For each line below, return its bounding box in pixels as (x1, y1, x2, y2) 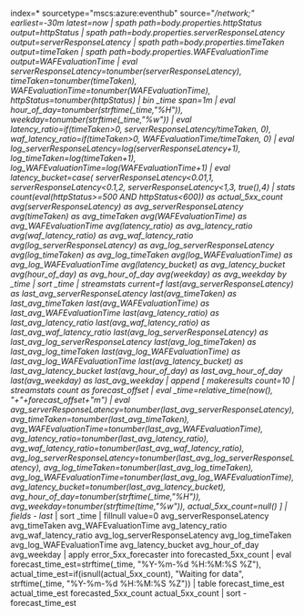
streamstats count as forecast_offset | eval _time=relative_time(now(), (10, 385, 274, 395)
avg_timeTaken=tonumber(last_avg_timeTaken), (10, 414, 190, 424)
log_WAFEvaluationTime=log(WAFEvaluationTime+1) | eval (10, 163, 231, 173)
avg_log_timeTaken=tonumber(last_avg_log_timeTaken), (43, 462, 254, 472)
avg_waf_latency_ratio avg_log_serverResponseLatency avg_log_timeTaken (10, 530, 292, 540)
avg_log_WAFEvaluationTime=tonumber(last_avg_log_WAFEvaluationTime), (10, 472, 295, 482)
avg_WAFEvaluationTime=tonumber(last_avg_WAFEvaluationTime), (10, 423, 263, 434)
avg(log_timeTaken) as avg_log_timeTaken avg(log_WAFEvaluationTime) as (10, 249, 294, 260)
